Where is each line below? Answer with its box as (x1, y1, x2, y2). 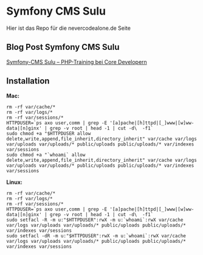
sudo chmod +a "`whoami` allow (6, 152, 86, 158)
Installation (6, 76, 50, 86)
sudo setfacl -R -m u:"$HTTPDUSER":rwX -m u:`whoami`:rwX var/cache (6, 217, 184, 223)
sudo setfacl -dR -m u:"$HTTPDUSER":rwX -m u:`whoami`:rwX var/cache (6, 232, 187, 239)
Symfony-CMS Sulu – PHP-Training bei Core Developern (6, 58, 147, 65)
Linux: (6, 178, 22, 186)
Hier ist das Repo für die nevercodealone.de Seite (6, 24, 131, 32)
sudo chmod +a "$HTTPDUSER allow (6, 130, 91, 136)
